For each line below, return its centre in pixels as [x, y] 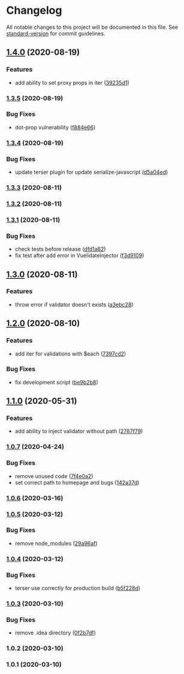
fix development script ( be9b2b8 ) [56, 382]
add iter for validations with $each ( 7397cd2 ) [70, 354]
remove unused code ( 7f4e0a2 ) [54, 476]
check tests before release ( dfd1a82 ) [60, 249]
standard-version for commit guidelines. [56, 33]
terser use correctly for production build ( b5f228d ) [78, 588]
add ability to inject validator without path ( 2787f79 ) [79, 431]
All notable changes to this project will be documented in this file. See [92, 27]
